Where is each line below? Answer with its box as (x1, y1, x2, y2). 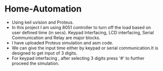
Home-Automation (4, 3, 82, 14)
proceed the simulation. (11, 60, 60, 66)
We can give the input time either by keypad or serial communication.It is (11, 45, 159, 51)
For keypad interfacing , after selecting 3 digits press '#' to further (11, 55, 145, 61)
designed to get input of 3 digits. (11, 50, 78, 56)
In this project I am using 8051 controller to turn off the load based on (11, 24, 151, 30)
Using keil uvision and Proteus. (11, 19, 74, 25)
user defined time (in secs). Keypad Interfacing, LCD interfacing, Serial (11, 29, 154, 35)
